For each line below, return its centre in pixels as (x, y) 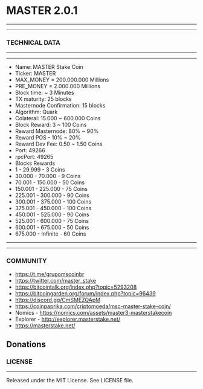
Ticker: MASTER (35, 74)
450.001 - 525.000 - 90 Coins (52, 214)
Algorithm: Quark (36, 112)
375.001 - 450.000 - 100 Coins (53, 208)
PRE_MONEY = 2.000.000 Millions (58, 86)
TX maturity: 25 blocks (43, 99)
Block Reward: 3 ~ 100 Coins (51, 125)
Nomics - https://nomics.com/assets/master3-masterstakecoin (93, 312)
